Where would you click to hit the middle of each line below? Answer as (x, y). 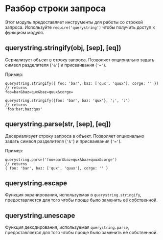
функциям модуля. (24, 32)
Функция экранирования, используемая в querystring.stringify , (73, 195)
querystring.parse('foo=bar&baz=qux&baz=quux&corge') (61, 160)
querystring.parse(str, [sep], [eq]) (58, 124)
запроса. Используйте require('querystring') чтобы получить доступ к (80, 27)
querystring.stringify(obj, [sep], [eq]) (63, 48)
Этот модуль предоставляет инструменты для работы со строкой (74, 22)
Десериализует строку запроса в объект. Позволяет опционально (75, 136)
